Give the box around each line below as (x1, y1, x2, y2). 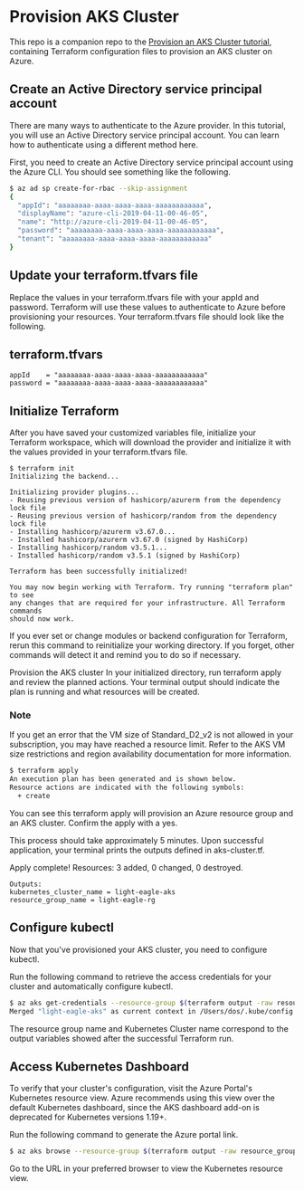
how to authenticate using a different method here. (9, 138, 199, 150)
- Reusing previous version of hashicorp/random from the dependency (9, 511, 278, 521)
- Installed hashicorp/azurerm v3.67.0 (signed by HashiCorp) (9, 536, 249, 545)
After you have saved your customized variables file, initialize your (9, 427, 256, 438)
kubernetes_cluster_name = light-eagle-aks (9, 887, 176, 897)
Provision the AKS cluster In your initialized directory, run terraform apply (9, 667, 282, 678)
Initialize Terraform (9, 403, 119, 418)
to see (9, 591, 34, 600)
